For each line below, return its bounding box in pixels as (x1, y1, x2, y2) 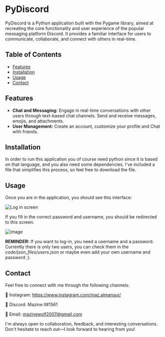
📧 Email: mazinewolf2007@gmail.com (5, 311, 82, 317)
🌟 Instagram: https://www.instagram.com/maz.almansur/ (5, 292, 121, 298)
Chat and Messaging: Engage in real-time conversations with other (12, 107, 151, 113)
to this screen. (5, 219, 35, 225)
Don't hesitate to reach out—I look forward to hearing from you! (5, 326, 136, 332)
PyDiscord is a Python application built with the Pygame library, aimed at (5, 20, 154, 26)
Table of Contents (5, 50, 62, 59)
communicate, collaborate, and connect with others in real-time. (5, 36, 137, 42)
